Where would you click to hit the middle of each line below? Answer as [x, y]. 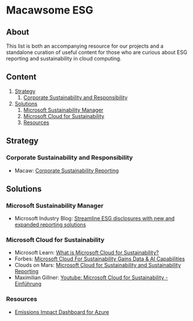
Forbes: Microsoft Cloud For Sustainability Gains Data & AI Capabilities [100, 259]
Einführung [28, 284]
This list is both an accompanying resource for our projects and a [85, 46]
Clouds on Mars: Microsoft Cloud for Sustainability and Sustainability [98, 265]
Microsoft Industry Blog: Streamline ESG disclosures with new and [94, 219]
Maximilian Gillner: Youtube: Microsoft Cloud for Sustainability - [91, 277]
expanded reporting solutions [50, 225]
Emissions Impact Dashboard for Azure [62, 312]
